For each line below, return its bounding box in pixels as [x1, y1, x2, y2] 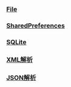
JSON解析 [6, 73, 36, 81]
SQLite [6, 37, 27, 46]
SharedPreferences [6, 21, 65, 29]
